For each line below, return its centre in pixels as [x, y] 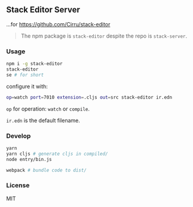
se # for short [25, 75]
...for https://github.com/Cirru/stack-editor [58, 24]
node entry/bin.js [29, 159]
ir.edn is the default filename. [43, 120]
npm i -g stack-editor [34, 64]
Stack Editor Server [43, 10]
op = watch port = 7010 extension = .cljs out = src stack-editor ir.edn [89, 97]
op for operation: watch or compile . [48, 109]
